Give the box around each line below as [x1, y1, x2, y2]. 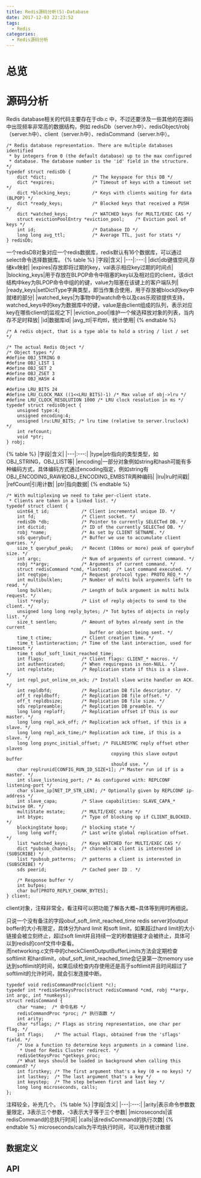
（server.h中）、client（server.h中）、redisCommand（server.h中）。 [6, 131, 173, 138]
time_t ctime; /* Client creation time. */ [17, 635, 154, 641]
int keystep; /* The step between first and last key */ [17, 1079, 165, 1085]
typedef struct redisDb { [6, 169, 71, 175]
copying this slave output [110, 751, 179, 757]
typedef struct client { [6, 503, 68, 510]
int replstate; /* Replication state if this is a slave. [17, 667, 189, 673]
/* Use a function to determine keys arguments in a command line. [17, 1042, 189, 1049]
